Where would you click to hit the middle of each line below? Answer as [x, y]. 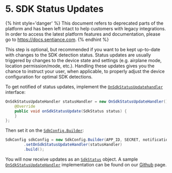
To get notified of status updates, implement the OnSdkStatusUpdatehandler [84, 86]
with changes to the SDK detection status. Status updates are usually [78, 55]
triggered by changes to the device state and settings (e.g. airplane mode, [83, 60]
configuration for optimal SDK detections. [49, 76]
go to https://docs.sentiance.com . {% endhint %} [57, 40]
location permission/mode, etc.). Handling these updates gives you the [80, 66]
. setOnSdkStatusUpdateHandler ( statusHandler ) [73, 145]
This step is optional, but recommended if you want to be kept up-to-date [83, 49]
